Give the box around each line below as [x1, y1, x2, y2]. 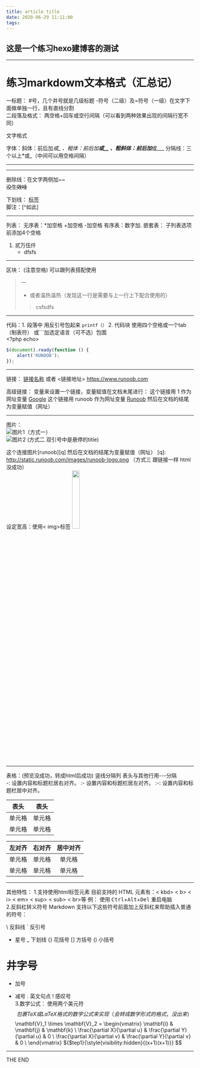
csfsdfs [35, 304, 55, 311]
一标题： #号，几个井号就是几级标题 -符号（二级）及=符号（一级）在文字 [6, 97, 186, 104]
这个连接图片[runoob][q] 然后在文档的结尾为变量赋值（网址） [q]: [6, 448, 166, 455]
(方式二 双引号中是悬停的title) [27, 436, 99, 443]
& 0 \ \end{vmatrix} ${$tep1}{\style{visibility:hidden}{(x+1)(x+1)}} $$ [14, 1039, 183, 1046]
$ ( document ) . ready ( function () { [6, 347, 89, 353]
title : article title [6, 8, 60, 15]
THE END [6, 1056, 29, 1063]
